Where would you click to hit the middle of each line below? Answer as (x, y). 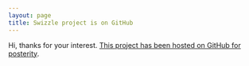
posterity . (24, 53)
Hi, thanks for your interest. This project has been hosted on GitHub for (124, 45)
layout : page (30, 15)
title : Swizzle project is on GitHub (71, 23)
